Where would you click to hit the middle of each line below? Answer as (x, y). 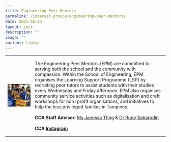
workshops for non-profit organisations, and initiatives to (94, 101)
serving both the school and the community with (85, 69)
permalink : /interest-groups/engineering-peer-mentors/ (66, 16)
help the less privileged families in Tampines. (82, 106)
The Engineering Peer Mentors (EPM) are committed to (92, 63)
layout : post (19, 27)
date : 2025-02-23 (24, 21)
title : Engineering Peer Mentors (41, 11)
